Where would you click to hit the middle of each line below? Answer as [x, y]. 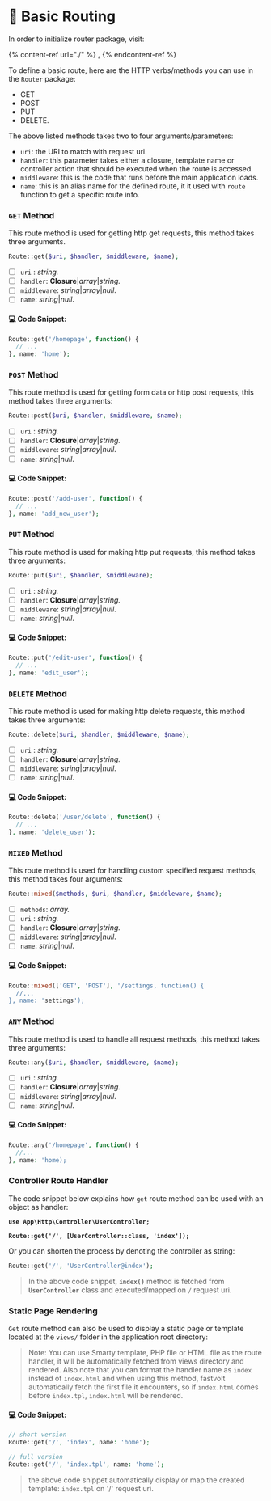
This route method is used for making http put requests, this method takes [132, 552]
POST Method [34, 375]
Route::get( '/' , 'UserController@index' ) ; [81, 1266]
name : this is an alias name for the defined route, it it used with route [133, 186]
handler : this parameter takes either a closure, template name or [127, 160]
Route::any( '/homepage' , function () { [74, 1145]
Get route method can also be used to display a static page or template [126, 1328]
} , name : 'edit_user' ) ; [49, 673]
